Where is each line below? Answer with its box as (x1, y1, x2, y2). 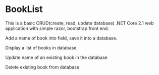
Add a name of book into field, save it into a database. (5, 35, 118, 41)
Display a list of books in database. (5, 44, 78, 50)
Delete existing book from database (5, 64, 80, 70)
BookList (5, 3, 43, 15)
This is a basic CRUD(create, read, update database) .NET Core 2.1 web (5, 20, 154, 26)
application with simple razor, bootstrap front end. (5, 25, 110, 31)
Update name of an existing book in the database (5, 54, 108, 60)
